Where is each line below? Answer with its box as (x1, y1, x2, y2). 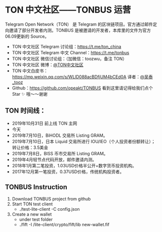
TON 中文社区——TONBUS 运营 (5, 4, 132, 15)
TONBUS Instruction (5, 183, 68, 191)
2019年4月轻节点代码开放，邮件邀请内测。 (12, 157, 97, 162)
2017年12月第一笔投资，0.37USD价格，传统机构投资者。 (12, 169, 124, 174)
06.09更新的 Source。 (5, 33, 49, 39)
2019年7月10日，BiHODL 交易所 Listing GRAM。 (12, 132, 108, 138)
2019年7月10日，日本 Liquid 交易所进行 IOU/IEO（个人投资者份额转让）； (12, 138, 156, 144)
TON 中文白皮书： (12, 68, 48, 73)
